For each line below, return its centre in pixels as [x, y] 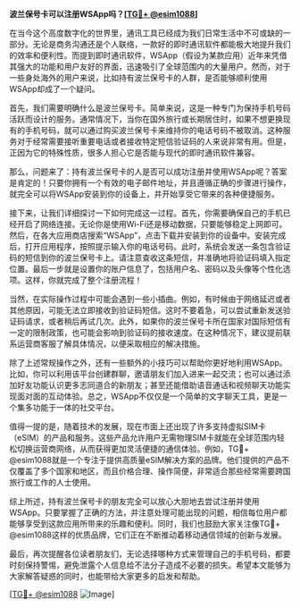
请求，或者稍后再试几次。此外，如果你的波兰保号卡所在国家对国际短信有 [158, 321]
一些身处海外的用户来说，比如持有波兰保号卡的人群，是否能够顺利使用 [138, 78]
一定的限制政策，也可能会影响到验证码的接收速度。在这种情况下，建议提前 [146, 333]
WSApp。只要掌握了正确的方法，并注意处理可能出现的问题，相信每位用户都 [148, 512]
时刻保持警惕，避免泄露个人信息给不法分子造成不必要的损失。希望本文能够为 [150, 565]
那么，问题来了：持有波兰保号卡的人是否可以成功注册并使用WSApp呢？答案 [148, 172]
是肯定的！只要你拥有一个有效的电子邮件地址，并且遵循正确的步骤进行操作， [150, 183]
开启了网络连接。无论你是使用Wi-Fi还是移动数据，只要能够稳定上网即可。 [152, 224]
